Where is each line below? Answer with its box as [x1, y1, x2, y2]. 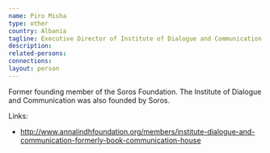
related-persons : [8, 49, 67, 57]
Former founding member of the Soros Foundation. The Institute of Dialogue [8, 87, 262, 96]
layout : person [8, 65, 60, 73]
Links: [8, 111, 28, 121]
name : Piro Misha [8, 11, 67, 20]
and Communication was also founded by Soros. [8, 95, 171, 105]
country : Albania [8, 27, 67, 35]
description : [8, 42, 53, 50]
